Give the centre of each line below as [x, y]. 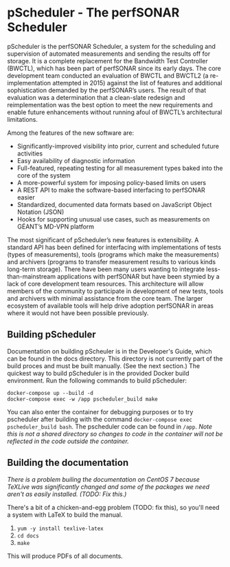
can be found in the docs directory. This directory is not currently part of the [115, 359]
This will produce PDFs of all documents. [65, 556]
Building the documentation [68, 463]
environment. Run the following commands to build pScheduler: [97, 381]
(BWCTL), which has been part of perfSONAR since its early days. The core [114, 68]
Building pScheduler [51, 335]
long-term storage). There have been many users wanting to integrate [106, 269]
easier [26, 197]
